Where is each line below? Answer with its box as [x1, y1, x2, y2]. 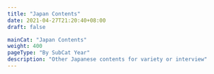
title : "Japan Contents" [7, 10, 81, 18]
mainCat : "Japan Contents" [7, 36, 87, 43]
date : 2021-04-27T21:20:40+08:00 [7, 17, 106, 24]
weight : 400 [7, 43, 43, 50]
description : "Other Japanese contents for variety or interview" [7, 56, 208, 63]
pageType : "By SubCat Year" [7, 49, 91, 56]
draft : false [7, 23, 46, 30]
